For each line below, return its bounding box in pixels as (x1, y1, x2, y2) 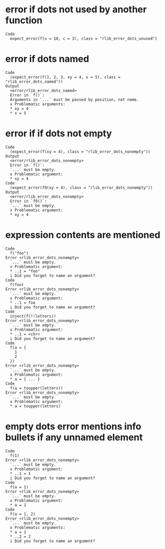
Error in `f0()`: (10, 198, 47, 204)
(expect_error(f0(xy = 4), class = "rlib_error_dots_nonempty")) (10, 185, 153, 190)
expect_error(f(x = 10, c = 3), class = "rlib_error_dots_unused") (10, 36, 158, 41)
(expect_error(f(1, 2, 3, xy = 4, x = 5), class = (10, 75, 121, 80)
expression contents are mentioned (5, 229, 160, 241)
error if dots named (5, 53, 89, 65)
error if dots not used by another (5, 4, 147, 15)
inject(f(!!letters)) (10, 314, 57, 319)
